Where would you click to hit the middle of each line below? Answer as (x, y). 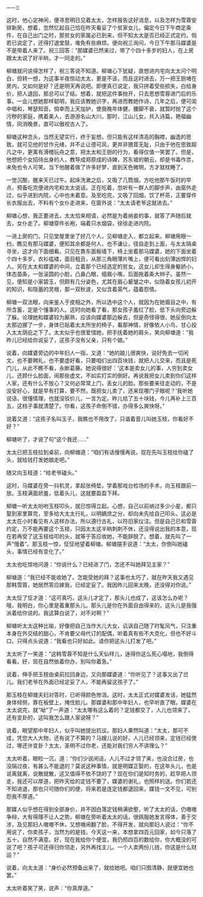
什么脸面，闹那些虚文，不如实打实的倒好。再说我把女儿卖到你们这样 (112, 375)
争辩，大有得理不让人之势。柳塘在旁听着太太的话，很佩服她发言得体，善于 (99, 817)
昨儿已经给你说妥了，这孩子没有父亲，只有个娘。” (67, 340)
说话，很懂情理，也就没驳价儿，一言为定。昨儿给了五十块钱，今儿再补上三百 (101, 398)
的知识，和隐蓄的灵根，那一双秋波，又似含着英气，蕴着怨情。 (83, 289)
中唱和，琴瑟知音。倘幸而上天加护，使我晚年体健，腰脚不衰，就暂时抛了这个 (101, 109)
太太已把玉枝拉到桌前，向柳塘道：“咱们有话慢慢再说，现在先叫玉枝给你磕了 (100, 452)
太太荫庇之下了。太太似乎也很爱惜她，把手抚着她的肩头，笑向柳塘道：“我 (103, 332)
